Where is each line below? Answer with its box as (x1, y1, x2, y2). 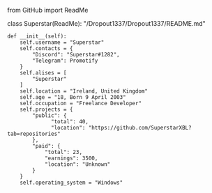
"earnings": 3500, (44, 155, 98, 162)
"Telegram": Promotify (32, 57, 98, 64)
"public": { (32, 112, 68, 119)
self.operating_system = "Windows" (20, 179, 123, 186)
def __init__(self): (7, 33, 68, 40)
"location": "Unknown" (44, 161, 111, 168)
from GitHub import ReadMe (7, 6, 89, 14)
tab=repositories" (7, 130, 61, 137)
